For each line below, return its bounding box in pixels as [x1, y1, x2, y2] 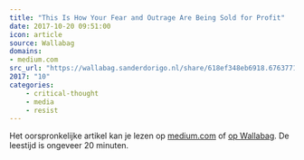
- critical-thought [25, 89, 100, 98]
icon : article [9, 30, 63, 39]
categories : [9, 80, 54, 89]
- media [25, 97, 54, 107]
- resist [25, 106, 59, 115]
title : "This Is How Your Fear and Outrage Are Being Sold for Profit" [9, 13, 285, 23]
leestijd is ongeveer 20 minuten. [9, 140, 129, 151]
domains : [9, 47, 43, 56]
